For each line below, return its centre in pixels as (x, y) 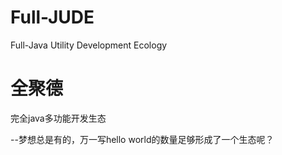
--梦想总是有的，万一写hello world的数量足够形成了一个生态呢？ (142, 139)
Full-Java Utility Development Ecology (89, 45)
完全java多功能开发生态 (58, 118)
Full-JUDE (52, 17)
